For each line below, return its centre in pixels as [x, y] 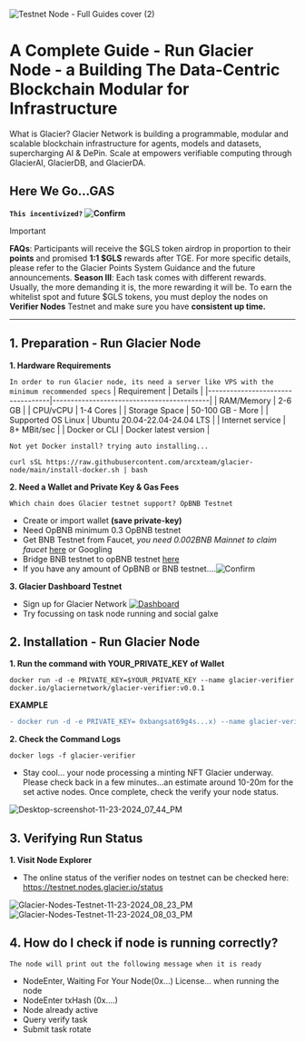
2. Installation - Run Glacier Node [105, 642]
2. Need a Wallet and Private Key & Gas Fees [94, 487]
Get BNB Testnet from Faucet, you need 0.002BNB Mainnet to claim [149, 540]
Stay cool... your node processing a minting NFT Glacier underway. [148, 773]
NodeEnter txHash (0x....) [70, 1000]
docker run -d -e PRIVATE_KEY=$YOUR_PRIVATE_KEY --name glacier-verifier [152, 680]
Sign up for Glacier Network [74, 603]
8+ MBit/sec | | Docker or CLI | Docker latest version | [110, 429]
